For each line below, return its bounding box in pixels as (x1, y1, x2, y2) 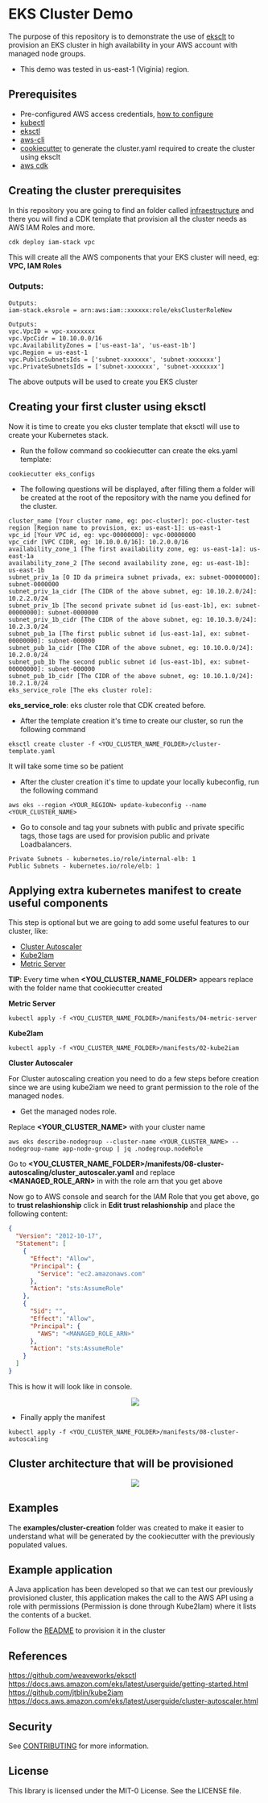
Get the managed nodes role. (19, 1106, 118, 1117)
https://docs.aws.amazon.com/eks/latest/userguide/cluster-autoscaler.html (8, 1697, 259, 1706)
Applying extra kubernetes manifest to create (8, 884, 242, 897)
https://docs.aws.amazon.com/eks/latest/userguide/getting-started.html (8, 1679, 249, 1689)
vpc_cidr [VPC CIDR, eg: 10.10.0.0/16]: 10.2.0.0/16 (8, 538, 189, 546)
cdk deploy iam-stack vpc (8, 238, 95, 246)
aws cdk (19, 160, 48, 170)
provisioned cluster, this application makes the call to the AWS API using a (8, 1593, 254, 1603)
